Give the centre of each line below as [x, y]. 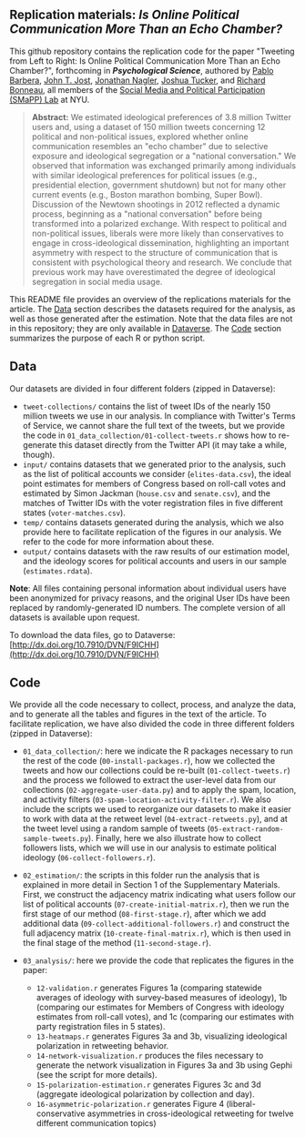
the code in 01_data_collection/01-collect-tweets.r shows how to [149, 435]
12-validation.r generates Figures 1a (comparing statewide [149, 988]
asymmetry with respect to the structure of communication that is [155, 252]
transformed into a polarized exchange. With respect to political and [159, 223]
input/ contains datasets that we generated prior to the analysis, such [154, 464]
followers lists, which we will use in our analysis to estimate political [149, 848]
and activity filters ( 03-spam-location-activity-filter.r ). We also [147, 799]
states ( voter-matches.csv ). [74, 513]
